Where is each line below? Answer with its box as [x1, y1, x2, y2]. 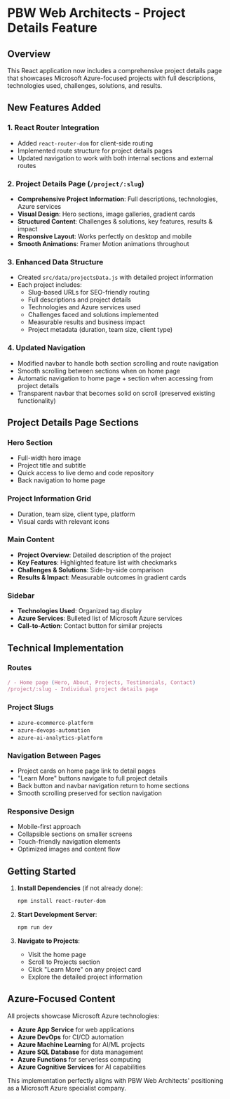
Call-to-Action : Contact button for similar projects [17, 622, 163, 630]
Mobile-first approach [17, 823, 81, 831]
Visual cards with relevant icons [17, 517, 110, 525]
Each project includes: [17, 281, 82, 289]
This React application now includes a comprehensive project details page [7, 67, 222, 75]
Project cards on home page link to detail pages [17, 766, 156, 775]
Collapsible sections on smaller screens [17, 830, 133, 838]
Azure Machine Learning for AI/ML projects [17, 1040, 145, 1048]
